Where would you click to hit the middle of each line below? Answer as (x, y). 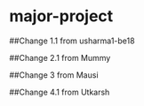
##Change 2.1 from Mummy (60, 57)
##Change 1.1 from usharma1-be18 (72, 41)
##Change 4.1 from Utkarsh (60, 92)
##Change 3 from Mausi (54, 75)
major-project (61, 16)
